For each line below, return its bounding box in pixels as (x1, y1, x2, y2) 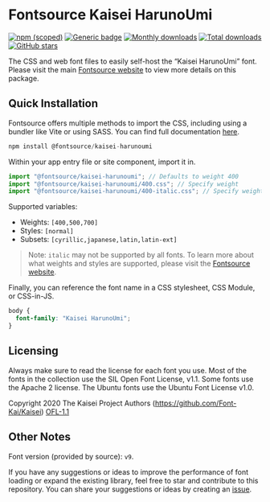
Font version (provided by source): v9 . (8, 451, 134, 461)
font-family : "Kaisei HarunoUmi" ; (15, 315, 131, 323)
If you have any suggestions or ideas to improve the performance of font (8, 467, 249, 476)
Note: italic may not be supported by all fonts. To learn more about (27, 250, 255, 260)
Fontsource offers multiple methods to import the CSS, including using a (8, 118, 247, 128)
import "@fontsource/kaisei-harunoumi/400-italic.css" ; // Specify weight (8, 187, 264, 195)
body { (8, 307, 31, 315)
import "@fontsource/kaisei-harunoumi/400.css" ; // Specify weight (8, 179, 239, 188)
